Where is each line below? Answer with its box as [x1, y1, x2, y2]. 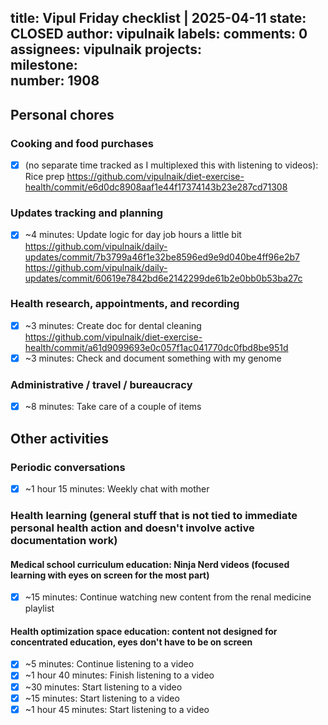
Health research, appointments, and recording [10, 297, 240, 311]
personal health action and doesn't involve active [10, 521, 255, 535]
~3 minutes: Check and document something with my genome [24, 352, 282, 364]
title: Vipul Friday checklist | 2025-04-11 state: [10, 10, 307, 27]
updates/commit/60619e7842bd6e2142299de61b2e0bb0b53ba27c [24, 272, 303, 284]
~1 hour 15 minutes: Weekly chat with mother [24, 482, 210, 495]
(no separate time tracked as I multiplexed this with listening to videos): [24, 159, 319, 171]
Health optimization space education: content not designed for [10, 625, 278, 637]
